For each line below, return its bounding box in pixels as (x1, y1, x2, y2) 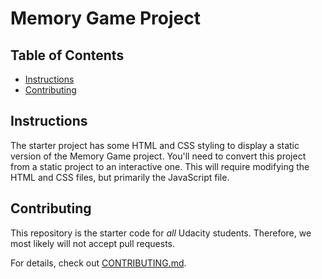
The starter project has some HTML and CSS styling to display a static (10, 139, 300, 151)
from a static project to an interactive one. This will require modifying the (10, 160, 310, 172)
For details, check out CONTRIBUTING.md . (10, 257, 187, 269)
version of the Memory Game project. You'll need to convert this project (10, 150, 307, 162)
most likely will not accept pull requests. (10, 237, 176, 249)
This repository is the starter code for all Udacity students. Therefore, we (10, 227, 312, 239)
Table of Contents (10, 47, 125, 64)
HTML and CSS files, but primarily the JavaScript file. (10, 171, 230, 183)
